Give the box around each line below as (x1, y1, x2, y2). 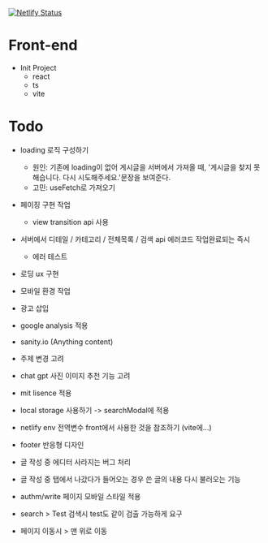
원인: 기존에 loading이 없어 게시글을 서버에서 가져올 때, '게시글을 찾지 (32, 162, 252, 172)
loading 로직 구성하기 (19, 144, 89, 154)
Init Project (19, 62, 57, 72)
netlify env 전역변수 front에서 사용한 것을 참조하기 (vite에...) (19, 422, 213, 432)
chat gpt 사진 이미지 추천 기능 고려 (19, 370, 131, 381)
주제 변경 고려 (19, 353, 64, 363)
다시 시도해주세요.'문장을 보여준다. (63, 172, 171, 182)
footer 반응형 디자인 (19, 439, 84, 450)
